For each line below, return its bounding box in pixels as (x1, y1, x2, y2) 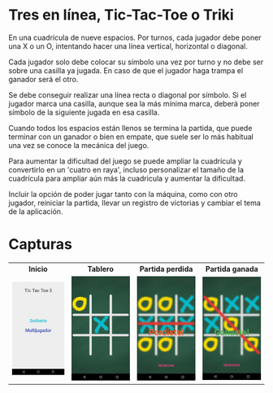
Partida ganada (205, 264, 258, 274)
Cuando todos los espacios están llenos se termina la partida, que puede (8, 123, 253, 133)
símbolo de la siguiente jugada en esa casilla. (8, 107, 160, 117)
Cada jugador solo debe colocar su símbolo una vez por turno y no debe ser (8, 57, 264, 67)
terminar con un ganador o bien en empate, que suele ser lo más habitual (8, 132, 253, 142)
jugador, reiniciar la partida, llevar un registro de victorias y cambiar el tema (8, 198, 262, 207)
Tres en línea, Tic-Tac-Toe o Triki (8, 6, 234, 24)
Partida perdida (139, 264, 193, 274)
